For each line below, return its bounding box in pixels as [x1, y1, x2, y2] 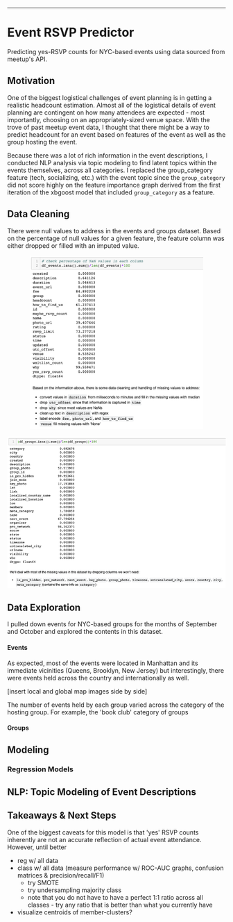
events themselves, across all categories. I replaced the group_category [7, 166, 214, 174]
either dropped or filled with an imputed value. [7, 241, 140, 250]
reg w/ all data [17, 856, 59, 864]
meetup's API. [7, 55, 47, 63]
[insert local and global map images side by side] [7, 687, 148, 695]
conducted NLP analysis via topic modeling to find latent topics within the [7, 158, 217, 167]
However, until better [7, 843, 67, 851]
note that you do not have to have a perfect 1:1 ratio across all [27, 893, 203, 901]
